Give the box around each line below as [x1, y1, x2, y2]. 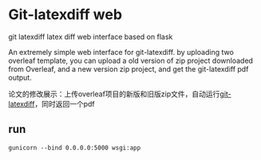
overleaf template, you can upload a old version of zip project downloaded [8, 56, 254, 65]
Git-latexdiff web [8, 6, 122, 24]
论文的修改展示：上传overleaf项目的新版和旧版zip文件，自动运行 [8, 89, 220, 99]
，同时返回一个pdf [34, 99, 95, 108]
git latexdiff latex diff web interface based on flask [8, 32, 173, 41]
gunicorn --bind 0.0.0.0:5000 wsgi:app [8, 143, 141, 152]
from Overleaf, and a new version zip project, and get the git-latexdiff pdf [8, 64, 249, 73]
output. [8, 72, 32, 82]
